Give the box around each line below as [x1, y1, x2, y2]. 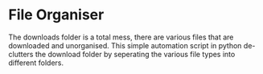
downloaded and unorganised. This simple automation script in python [8, 40, 242, 50]
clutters [8, 49, 34, 59]
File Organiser [8, 6, 105, 24]
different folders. [8, 58, 64, 68]
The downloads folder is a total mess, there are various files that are [8, 32, 234, 42]
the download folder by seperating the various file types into [35, 49, 236, 59]
